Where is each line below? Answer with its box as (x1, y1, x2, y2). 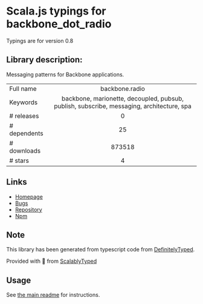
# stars (9, 156, 29, 165)
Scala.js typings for (6, 4, 106, 18)
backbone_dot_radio (6, 17, 112, 31)
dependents (9, 129, 43, 137)
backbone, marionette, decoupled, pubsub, (61, 94, 184, 102)
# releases (9, 111, 39, 120)
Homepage (14, 193, 43, 200)
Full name (9, 84, 37, 93)
